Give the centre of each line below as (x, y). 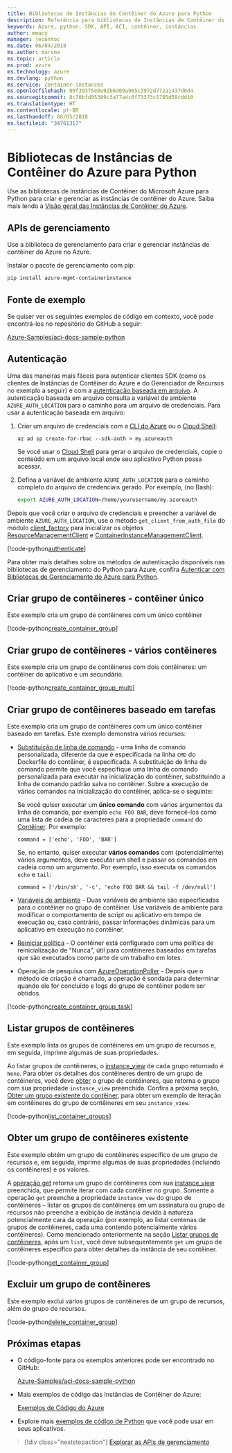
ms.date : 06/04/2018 (37, 46)
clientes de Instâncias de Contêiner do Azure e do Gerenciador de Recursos (116, 383)
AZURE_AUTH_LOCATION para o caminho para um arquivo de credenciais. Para (114, 405)
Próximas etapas (44, 1343)
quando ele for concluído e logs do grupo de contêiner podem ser (111, 986)
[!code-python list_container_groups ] (59, 1116)
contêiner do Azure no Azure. (49, 252)
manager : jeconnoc (34, 40)
